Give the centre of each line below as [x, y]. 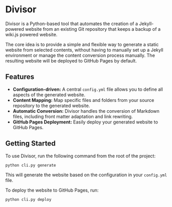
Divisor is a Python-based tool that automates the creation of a [72, 24]
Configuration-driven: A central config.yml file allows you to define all [88, 89]
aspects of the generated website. [49, 95]
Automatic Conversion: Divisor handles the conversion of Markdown [86, 111]
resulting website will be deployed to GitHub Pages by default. [71, 60]
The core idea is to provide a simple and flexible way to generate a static [82, 44]
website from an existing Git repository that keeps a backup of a [93, 29]
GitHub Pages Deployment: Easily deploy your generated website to [85, 122]
